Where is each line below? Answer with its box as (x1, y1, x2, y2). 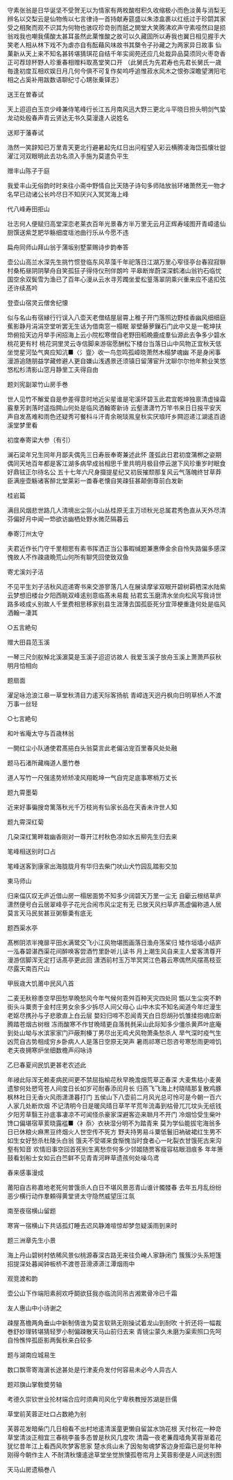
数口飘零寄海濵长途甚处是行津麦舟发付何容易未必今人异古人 (7, 1365, 178, 1374)
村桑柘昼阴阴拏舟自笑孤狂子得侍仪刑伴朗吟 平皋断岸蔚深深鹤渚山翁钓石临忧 (7, 267, 222, 274)
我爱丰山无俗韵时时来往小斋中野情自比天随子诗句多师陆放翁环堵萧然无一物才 (7, 181, 226, 190)
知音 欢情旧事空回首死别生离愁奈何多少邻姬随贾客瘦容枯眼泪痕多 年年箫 (19, 1145, 223, 1153)
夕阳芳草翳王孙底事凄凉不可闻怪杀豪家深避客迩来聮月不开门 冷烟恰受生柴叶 (7, 1111, 222, 1118)
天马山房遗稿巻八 (7, 1465, 56, 1474)
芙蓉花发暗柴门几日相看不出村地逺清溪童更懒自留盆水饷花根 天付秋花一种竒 (7, 1424, 222, 1433)
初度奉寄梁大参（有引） (7, 436, 74, 444)
